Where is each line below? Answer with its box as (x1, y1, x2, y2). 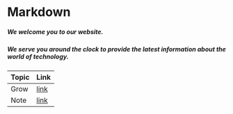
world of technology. (7, 53, 70, 61)
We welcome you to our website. (7, 27, 104, 35)
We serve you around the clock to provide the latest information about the (7, 45, 226, 54)
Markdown (7, 4, 71, 20)
